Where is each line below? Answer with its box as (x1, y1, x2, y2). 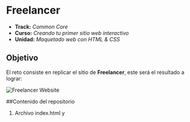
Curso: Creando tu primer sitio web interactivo (14, 29, 129, 36)
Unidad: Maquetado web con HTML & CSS (14, 36, 120, 43)
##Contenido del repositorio (6, 98, 75, 105)
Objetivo (6, 53, 38, 63)
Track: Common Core (14, 23, 68, 30)
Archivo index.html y (14, 109, 65, 116)
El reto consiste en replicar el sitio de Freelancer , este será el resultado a (6, 69, 185, 76)
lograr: (6, 75, 22, 82)
